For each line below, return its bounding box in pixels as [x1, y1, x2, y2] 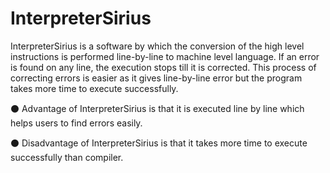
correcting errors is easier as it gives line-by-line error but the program [10, 72, 303, 84]
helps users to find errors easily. [10, 117, 143, 129]
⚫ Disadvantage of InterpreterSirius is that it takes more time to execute [10, 137, 308, 149]
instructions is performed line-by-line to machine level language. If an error [10, 50, 320, 62]
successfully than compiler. [10, 151, 124, 163]
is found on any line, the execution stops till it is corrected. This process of [10, 61, 317, 73]
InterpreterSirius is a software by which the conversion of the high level [10, 40, 305, 52]
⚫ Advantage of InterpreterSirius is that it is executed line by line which [10, 102, 305, 114]
